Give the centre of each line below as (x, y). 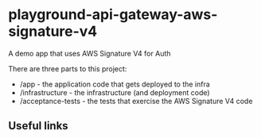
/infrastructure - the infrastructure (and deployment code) (115, 92)
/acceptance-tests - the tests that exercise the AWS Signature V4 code (136, 101)
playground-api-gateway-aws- (113, 15)
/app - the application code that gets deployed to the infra (115, 84)
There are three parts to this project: (68, 68)
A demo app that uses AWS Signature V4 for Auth (90, 53)
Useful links (39, 126)
